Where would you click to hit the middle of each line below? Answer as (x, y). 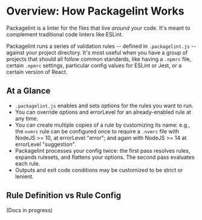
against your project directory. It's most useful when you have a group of (97, 52)
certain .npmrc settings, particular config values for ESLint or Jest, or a (94, 65)
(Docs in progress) (30, 210)
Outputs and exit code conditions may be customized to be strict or (99, 170)
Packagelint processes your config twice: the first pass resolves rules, (103, 150)
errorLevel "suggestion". (46, 144)
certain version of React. (37, 72)
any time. (26, 118)
